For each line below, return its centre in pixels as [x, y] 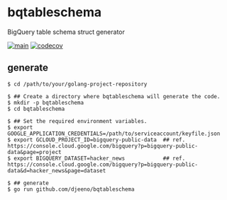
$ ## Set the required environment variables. [77, 121]
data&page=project [34, 152]
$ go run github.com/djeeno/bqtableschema [71, 189]
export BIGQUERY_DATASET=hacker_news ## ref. [100, 158]
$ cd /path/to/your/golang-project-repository [77, 84]
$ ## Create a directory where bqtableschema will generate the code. [114, 96]
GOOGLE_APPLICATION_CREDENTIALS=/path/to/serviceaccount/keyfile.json [114, 134]
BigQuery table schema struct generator [66, 32]
